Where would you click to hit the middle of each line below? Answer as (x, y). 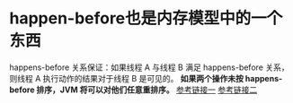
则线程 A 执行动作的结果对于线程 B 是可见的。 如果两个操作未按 (127, 78)
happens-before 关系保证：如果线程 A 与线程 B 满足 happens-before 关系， (149, 67)
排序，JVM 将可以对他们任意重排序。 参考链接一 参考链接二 (147, 90)
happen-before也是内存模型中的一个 (146, 18)
